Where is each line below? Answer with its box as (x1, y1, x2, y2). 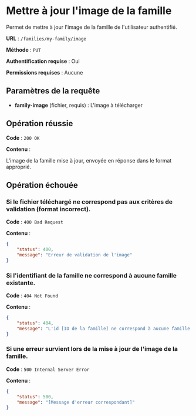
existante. (6, 279, 36, 287)
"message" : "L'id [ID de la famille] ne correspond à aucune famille (16, 326, 191, 332)
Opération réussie (6, 119, 73, 128)
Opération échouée (6, 180, 78, 190)
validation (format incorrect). (6, 205, 91, 213)
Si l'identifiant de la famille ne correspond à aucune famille (6, 271, 177, 279)
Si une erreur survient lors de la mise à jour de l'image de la (6, 345, 178, 353)
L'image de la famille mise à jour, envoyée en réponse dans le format (6, 157, 172, 164)
